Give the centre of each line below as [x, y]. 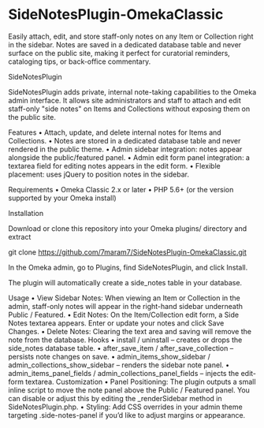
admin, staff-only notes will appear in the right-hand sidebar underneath [125, 306]
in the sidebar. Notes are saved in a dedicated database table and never [125, 44]
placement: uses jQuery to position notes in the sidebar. [99, 174]
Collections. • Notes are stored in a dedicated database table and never [125, 140]
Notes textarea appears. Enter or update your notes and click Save [116, 323]
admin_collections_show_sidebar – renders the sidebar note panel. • [119, 365]
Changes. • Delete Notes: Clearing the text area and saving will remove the [130, 331]
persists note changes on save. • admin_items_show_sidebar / [110, 356]
